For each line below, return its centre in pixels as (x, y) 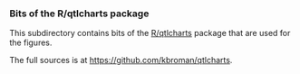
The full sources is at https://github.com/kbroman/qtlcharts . (121, 60)
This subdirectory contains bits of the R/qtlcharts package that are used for (150, 33)
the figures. (31, 42)
